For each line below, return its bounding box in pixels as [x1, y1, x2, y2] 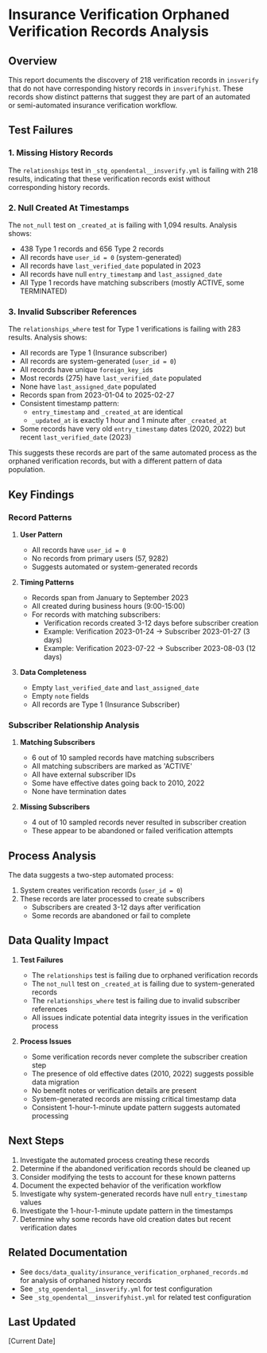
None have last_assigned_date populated [19, 382, 157, 391]
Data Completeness [19, 667, 87, 676]
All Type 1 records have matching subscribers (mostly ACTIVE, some [19, 277, 245, 287]
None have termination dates [31, 787, 127, 797]
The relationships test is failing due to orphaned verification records [31, 970, 258, 979]
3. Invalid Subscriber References [8, 306, 137, 317]
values [19, 1197, 42, 1207]
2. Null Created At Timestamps [8, 202, 130, 213]
